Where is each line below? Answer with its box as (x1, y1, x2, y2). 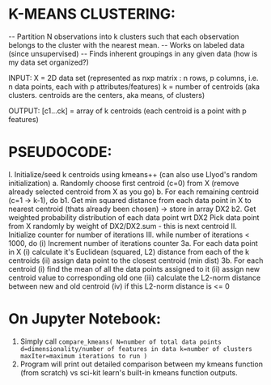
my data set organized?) (8, 57, 89, 67)
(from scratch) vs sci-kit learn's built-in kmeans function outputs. (19, 367, 239, 377)
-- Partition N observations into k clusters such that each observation (8, 32, 239, 41)
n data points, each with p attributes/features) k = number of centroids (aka (8, 82, 260, 91)
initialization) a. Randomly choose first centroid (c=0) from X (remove (8, 178, 239, 188)
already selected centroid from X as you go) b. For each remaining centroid (8, 187, 259, 197)
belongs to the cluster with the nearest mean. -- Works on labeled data (8, 40, 245, 49)
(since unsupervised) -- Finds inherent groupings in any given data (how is (8, 49, 258, 58)
